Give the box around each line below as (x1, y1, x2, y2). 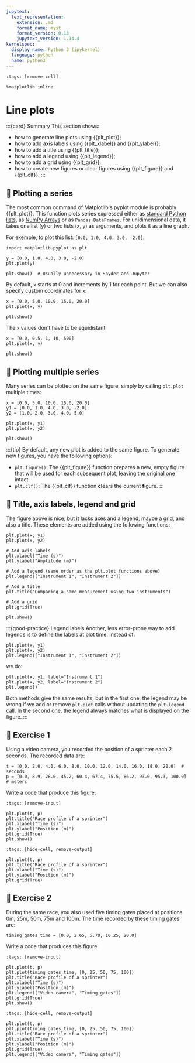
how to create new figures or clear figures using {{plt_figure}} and (14, 165, 173, 172)
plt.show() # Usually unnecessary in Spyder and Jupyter (6, 271, 150, 277)
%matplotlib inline (6, 84, 54, 90)
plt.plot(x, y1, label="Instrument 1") (6, 674, 103, 680)
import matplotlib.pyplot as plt (6, 245, 88, 251)
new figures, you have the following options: (6, 452, 113, 460)
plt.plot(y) (6, 261, 35, 266)
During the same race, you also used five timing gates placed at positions (6, 908, 183, 915)
